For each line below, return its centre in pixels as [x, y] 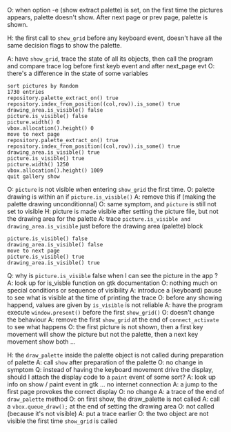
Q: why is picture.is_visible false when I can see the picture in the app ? [113, 276]
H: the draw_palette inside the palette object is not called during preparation [115, 355]
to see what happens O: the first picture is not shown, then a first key [105, 327]
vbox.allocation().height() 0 [51, 128]
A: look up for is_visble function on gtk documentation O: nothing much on [112, 283]
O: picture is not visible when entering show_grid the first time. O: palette [111, 189]
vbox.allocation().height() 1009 [55, 170]
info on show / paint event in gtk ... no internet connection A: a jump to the [112, 384]
